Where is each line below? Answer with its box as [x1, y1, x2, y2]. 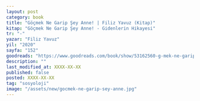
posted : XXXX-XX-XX [6, 75, 55, 81]
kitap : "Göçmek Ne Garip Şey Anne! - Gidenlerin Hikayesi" [6, 25, 156, 31]
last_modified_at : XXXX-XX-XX [6, 64, 82, 70]
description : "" [6, 58, 46, 64]
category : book [6, 14, 44, 20]
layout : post [6, 8, 39, 15]
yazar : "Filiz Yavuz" [6, 36, 60, 42]
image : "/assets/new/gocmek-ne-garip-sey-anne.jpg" [6, 86, 137, 92]
